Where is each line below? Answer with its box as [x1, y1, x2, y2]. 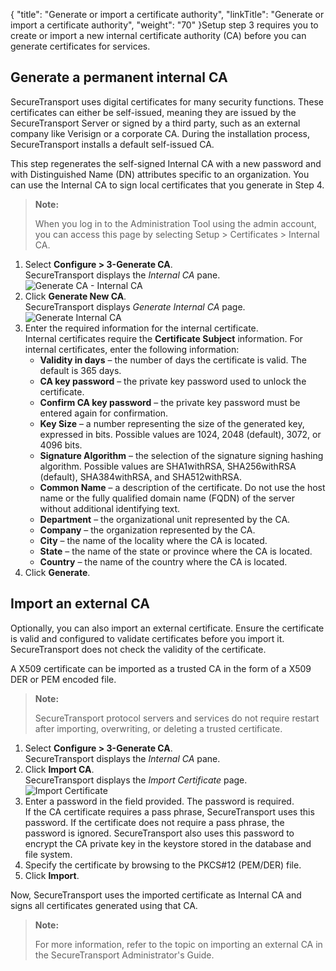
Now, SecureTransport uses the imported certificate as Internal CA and [10, 889, 302, 901]
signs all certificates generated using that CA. [10, 899, 198, 911]
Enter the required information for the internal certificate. [24, 322, 259, 334]
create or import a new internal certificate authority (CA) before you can [10, 30, 307, 41]
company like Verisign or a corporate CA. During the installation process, [10, 127, 311, 139]
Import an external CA [10, 595, 150, 613]
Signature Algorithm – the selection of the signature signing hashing [39, 449, 324, 461]
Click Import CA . [24, 763, 95, 775]
